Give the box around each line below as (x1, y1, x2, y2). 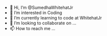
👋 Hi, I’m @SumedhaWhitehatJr (9, 5, 74, 10)
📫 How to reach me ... (9, 26, 55, 31)
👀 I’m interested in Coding (9, 10, 62, 16)
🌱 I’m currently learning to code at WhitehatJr (9, 15, 102, 20)
